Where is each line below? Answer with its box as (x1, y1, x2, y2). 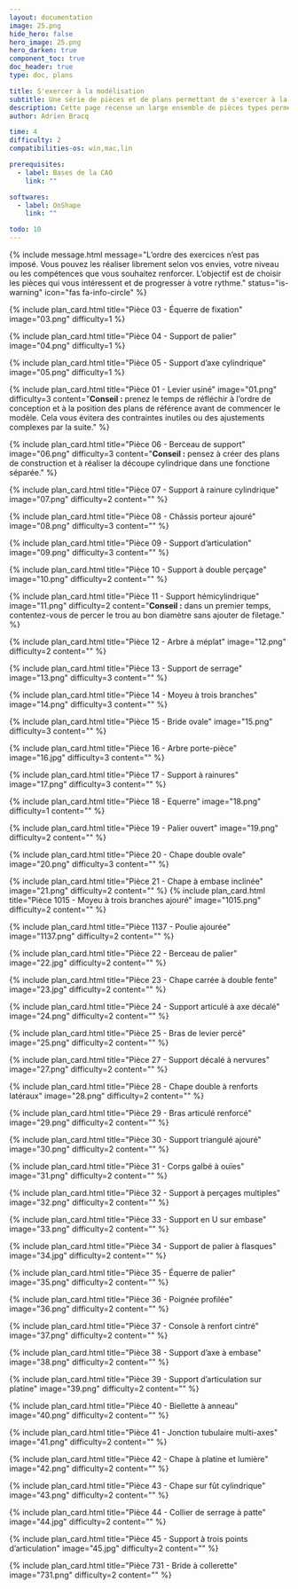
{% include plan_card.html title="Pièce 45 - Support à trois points (9, 1534, 248, 1544)
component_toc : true (9, 54, 86, 63)
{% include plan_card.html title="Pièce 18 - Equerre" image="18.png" (9, 796, 262, 806)
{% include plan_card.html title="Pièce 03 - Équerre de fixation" (9, 304, 243, 315)
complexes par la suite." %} (9, 422, 110, 432)
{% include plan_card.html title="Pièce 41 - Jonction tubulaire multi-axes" (9, 1428, 278, 1437)
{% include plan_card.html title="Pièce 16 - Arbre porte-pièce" (9, 743, 238, 753)
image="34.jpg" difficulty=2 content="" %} (9, 1250, 167, 1261)
